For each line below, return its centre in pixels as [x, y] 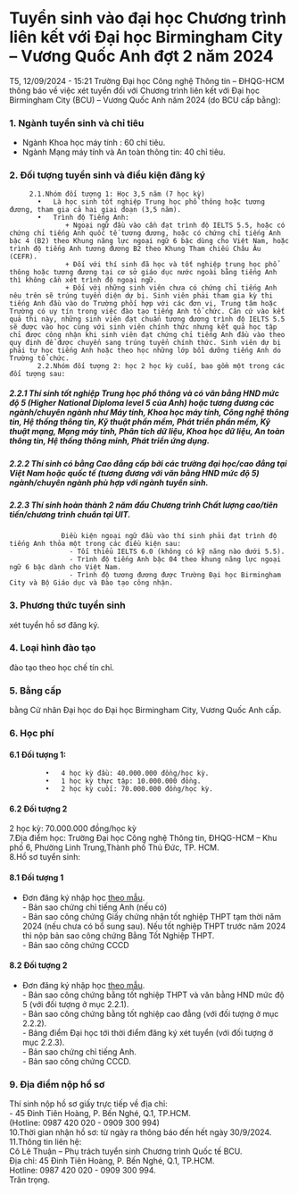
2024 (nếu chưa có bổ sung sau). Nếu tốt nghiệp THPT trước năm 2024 [154, 926]
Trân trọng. [30, 1180]
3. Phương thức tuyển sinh [68, 605]
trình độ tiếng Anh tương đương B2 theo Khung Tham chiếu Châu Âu [135, 248]
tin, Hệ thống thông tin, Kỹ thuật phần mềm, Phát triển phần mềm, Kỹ [140, 422]
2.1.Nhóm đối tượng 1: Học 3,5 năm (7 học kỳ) [117, 194]
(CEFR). [24, 256]
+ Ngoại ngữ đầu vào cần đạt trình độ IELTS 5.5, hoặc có [175, 225]
